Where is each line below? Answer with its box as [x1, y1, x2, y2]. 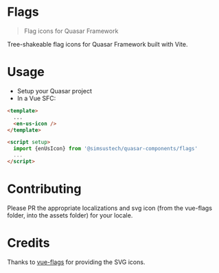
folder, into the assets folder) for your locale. [7, 211, 133, 219]
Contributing [7, 181, 82, 197]
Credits [7, 235, 50, 250]
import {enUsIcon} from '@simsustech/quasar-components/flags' [13, 145, 198, 152]
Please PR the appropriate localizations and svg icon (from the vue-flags [7, 204, 213, 212]
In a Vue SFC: [16, 94, 56, 102]
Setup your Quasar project [16, 86, 93, 95]
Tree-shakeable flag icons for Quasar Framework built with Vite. [7, 40, 188, 48]
